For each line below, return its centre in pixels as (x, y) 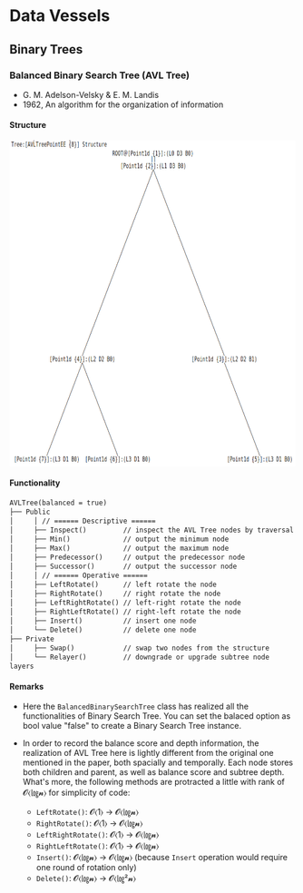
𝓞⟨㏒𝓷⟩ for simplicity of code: (76, 793)
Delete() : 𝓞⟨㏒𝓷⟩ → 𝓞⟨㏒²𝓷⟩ (86, 878)
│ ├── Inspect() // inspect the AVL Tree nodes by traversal (152, 530)
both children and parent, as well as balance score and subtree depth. (153, 772)
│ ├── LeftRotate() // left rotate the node (113, 585)
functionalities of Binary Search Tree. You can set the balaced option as (156, 716)
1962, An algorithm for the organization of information (123, 104)
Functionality (35, 483)
